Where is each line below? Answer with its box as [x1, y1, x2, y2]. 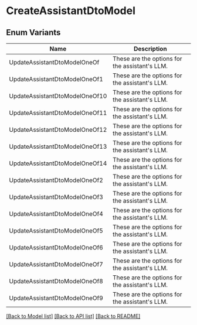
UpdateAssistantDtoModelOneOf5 [9, 227, 104, 235]
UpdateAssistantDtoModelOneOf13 [9, 142, 107, 150]
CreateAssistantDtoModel [6, 4, 136, 18]
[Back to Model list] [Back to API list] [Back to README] [6, 313, 141, 320]
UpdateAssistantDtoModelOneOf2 [9, 176, 104, 184]
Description [134, 45, 167, 53]
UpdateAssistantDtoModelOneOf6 [9, 244, 104, 251]
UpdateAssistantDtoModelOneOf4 [9, 210, 104, 218]
